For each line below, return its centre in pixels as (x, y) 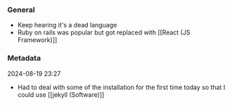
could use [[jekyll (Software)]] (61, 94)
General (21, 10)
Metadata (24, 58)
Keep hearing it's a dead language (67, 25)
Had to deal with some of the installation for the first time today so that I (121, 87)
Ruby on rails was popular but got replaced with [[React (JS (104, 32)
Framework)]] (37, 40)
